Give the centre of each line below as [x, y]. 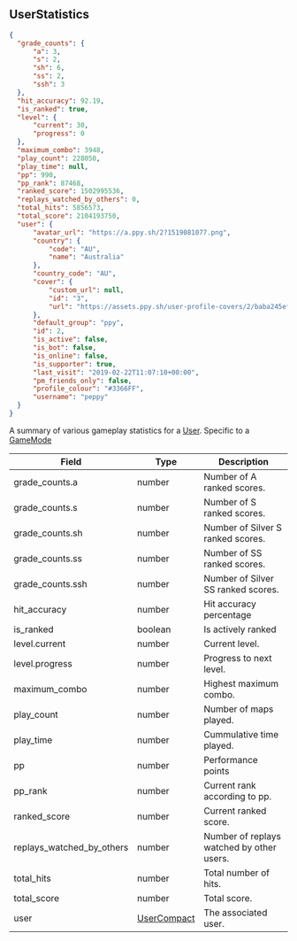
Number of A [230, 476]
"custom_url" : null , [86, 290]
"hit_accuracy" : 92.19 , [61, 101]
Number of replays [242, 836]
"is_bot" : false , [65, 348]
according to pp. [237, 796]
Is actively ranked [240, 629]
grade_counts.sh [48, 533]
